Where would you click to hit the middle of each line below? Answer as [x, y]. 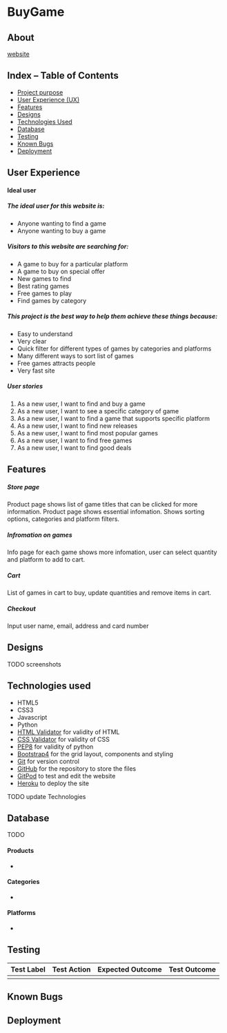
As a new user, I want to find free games [75, 440]
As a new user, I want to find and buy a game [81, 404]
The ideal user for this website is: [56, 206]
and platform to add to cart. [46, 559]
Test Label [28, 969]
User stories [25, 386]
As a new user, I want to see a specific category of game [98, 411]
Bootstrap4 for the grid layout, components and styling [95, 754]
